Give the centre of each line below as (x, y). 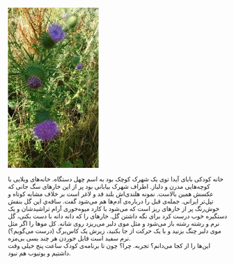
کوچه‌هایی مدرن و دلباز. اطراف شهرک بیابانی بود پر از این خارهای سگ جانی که (109, 186)
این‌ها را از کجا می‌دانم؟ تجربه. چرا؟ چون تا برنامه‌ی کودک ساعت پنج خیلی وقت (109, 246)
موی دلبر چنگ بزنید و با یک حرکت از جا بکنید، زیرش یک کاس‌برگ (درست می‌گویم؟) (115, 231)
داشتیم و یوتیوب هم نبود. (40, 253)
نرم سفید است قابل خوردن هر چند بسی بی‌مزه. (69, 238)
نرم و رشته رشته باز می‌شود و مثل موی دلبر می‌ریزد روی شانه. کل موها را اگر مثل (114, 223)
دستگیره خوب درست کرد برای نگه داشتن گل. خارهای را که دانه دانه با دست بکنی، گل (118, 216)
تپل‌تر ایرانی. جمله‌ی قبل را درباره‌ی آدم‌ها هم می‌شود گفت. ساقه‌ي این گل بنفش (111, 201)
